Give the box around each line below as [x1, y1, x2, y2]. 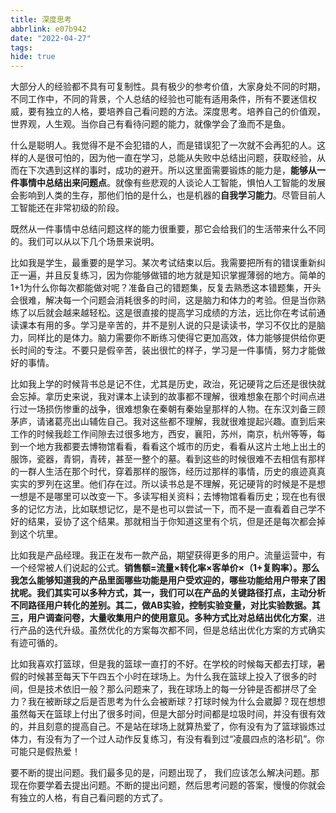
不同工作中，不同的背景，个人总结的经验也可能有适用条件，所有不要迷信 [10, 93, 308, 105]
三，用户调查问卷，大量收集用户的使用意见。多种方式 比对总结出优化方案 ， [10, 612, 317, 624]
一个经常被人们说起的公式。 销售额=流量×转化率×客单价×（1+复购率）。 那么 [10, 562, 320, 574]
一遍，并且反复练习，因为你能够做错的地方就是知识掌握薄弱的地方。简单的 [18, 269, 326, 281]
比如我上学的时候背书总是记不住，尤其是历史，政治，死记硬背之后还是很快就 [10, 378, 326, 390]
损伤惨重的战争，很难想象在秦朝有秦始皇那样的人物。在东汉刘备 [44, 403, 308, 415]
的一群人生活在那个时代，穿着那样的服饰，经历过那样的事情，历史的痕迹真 [10, 466, 317, 478]
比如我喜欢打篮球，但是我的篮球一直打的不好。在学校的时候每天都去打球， [10, 658, 317, 670]
